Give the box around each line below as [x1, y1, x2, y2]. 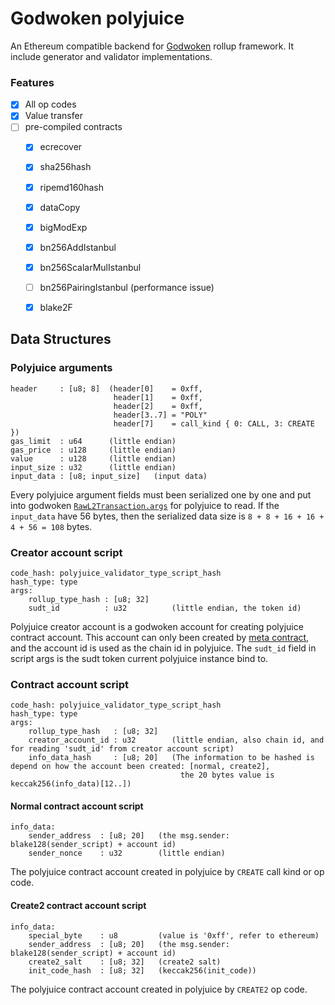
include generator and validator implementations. [10, 50, 213, 62]
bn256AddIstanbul [39, 241, 117, 253]
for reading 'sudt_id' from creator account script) [10, 744, 235, 754]
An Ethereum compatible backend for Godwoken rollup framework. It [10, 40, 295, 52]
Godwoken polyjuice [10, 7, 185, 30]
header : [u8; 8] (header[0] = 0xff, [10, 383, 203, 394]
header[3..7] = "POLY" [113, 410, 208, 420]
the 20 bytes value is [180, 770, 275, 781]
